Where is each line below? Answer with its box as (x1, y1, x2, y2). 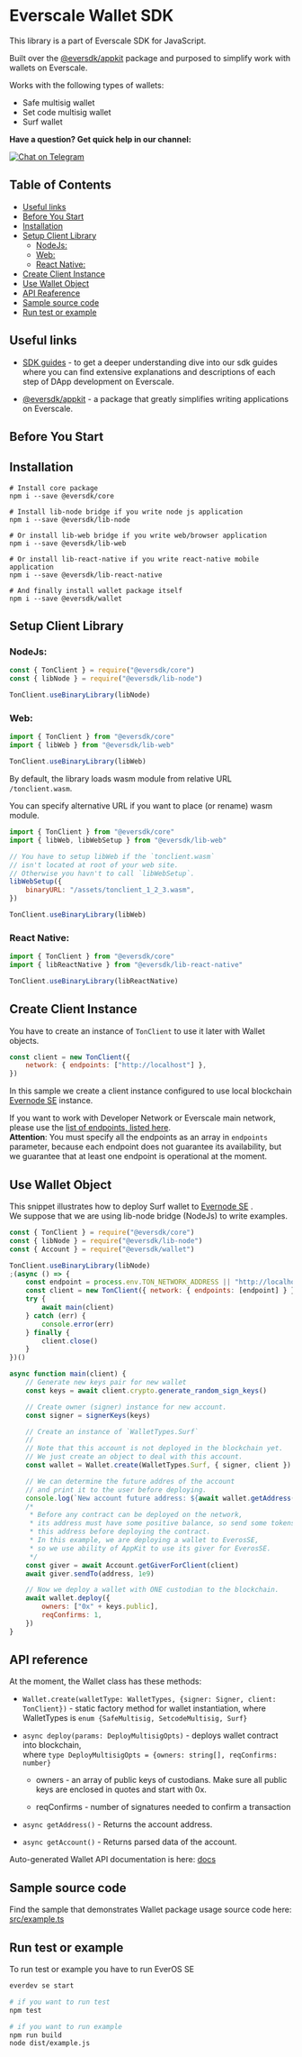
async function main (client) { (9, 1369, 127, 1379)
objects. (9, 1035, 40, 1046)
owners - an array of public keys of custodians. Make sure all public (35, 1775, 288, 1786)
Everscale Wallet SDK (9, 5, 174, 26)
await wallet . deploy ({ (25, 1594, 111, 1603)
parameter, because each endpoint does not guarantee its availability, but (9, 1141, 281, 1152)
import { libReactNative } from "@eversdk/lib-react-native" (9, 961, 244, 970)
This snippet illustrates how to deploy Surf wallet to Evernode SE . (9, 1201, 253, 1212)
